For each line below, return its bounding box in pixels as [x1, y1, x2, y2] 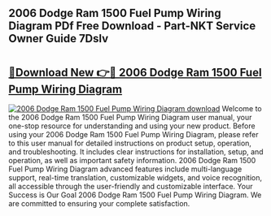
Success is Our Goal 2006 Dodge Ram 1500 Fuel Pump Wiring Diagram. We [8, 190, 262, 200]
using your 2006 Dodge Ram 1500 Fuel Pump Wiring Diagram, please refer [8, 130, 259, 139]
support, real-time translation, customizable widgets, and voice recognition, [8, 173, 263, 182]
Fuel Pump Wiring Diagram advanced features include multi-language [8, 164, 243, 174]
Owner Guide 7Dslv [8, 32, 109, 45]
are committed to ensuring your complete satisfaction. [8, 199, 190, 208]
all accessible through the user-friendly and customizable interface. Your [8, 182, 253, 191]
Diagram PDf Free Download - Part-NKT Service [8, 19, 256, 33]
